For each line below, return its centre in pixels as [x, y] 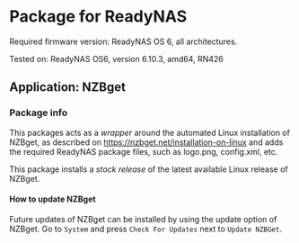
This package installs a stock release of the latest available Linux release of [149, 169]
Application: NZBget [67, 87]
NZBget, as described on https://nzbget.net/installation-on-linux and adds [146, 142]
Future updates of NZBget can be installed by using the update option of [143, 219]
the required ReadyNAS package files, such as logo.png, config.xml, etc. [144, 151]
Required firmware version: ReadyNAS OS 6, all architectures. [123, 41]
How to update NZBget [53, 199]
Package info [39, 112]
